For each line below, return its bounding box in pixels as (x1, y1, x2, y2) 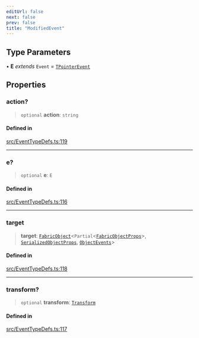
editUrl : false (6, 8, 44, 15)
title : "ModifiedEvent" (6, 25, 65, 31)
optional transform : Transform (20, 299, 96, 306)
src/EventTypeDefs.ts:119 (6, 137, 68, 145)
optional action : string (20, 111, 79, 118)
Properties (6, 80, 46, 90)
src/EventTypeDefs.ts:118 (6, 265, 68, 272)
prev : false (6, 20, 36, 25)
